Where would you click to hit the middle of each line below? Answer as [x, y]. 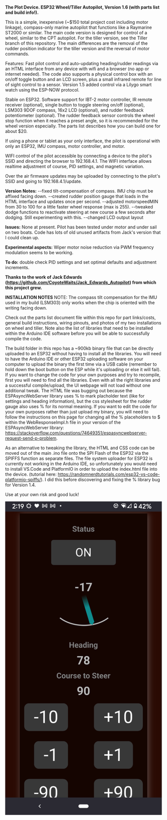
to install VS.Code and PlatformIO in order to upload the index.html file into [81, 469]
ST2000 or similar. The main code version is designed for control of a [76, 33]
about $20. [16, 131]
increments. [17, 267]
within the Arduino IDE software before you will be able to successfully [78, 333]
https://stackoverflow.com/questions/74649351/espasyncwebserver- [76, 433]
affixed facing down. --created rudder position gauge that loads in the [77, 196]
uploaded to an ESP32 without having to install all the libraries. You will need [83, 354]
